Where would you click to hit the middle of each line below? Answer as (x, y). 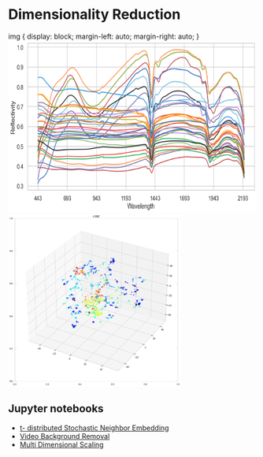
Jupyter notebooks (56, 409)
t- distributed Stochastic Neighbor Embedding (94, 428)
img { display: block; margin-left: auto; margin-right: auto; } (104, 36)
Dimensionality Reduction (94, 15)
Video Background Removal (65, 436)
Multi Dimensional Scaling (61, 444)
